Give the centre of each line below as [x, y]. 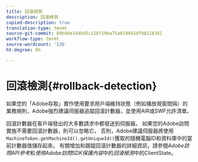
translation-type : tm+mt [37, 28]
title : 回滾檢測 [24, 11]
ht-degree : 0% [24, 50]
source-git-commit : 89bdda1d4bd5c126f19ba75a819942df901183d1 [84, 34]
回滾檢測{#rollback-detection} [82, 86]
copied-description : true [38, 22]
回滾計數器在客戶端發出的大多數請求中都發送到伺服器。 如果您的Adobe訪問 [98, 123]
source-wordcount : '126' [37, 45]
